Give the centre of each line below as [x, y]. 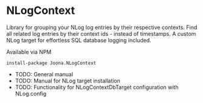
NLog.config [31, 93]
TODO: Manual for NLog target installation [67, 81]
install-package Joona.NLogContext [51, 63]
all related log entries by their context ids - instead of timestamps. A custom [101, 33]
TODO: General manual [44, 74]
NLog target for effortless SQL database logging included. [79, 40]
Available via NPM [29, 51]
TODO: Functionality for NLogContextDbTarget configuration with [97, 87]
